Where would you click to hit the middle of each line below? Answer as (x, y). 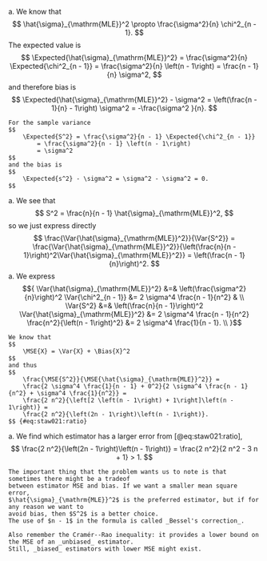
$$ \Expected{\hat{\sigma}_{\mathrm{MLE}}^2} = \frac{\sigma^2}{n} (134, 58)
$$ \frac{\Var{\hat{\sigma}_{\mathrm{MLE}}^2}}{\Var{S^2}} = (134, 238)
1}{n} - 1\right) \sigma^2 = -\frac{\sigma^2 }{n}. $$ (134, 108)
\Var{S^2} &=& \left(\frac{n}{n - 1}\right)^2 (134, 306)
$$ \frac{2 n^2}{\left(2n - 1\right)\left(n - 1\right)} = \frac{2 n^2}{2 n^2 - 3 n (134, 449)
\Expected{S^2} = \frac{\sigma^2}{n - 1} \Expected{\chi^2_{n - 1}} (139, 137)
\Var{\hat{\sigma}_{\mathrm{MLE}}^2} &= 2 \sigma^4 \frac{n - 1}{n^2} (134, 314)
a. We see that (32, 200)
